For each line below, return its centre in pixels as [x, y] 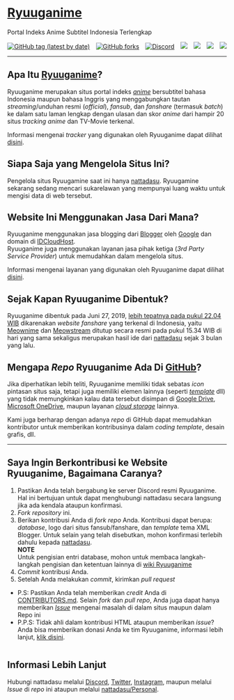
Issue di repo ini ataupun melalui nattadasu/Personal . [83, 689]
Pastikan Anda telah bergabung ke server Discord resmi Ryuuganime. [117, 490]
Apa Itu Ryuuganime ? [55, 75]
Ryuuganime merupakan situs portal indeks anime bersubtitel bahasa [107, 91]
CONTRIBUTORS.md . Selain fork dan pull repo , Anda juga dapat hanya [118, 600]
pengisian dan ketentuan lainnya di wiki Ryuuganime [117, 564]
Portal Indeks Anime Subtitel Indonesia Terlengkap [79, 32]
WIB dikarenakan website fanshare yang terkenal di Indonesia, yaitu [104, 323]
